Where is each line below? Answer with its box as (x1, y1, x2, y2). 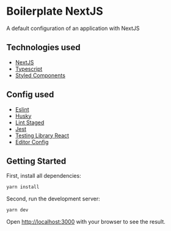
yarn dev (6, 207, 29, 213)
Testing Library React (15, 132, 69, 139)
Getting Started (6, 156, 67, 166)
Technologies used (6, 42, 81, 53)
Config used (6, 89, 54, 100)
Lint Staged (15, 118, 45, 126)
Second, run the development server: (6, 195, 100, 203)
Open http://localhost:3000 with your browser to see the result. (6, 218, 166, 225)
